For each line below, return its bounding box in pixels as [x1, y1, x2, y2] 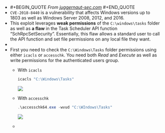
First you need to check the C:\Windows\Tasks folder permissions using [10, 47, 157, 52]
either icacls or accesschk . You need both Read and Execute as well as [10, 52, 157, 58]
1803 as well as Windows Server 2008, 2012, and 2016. [10, 15, 125, 20]
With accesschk [17, 95, 49, 101]
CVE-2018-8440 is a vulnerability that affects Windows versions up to [10, 9, 150, 15]
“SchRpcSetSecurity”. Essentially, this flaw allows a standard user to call [10, 31, 160, 36]
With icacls [17, 67, 42, 73]
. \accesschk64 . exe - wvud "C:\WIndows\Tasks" [17, 104, 113, 109]
